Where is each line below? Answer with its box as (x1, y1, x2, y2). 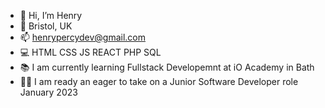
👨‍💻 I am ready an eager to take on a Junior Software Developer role (19, 76, 299, 87)
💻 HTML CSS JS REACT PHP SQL (19, 46, 162, 58)
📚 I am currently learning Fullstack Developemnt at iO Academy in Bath (19, 61, 315, 73)
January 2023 (19, 86, 78, 98)
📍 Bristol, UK (19, 20, 73, 32)
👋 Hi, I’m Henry (19, 10, 83, 21)
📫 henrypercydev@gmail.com (19, 31, 147, 43)
